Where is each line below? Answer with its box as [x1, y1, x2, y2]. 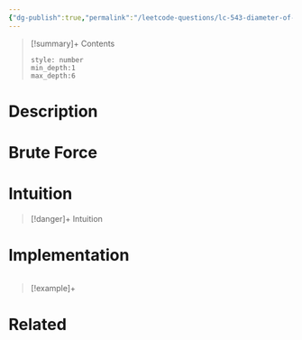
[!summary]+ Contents [30, 38, 115, 49]
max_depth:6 [30, 71, 76, 80]
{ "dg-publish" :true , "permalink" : [8, 13, 134, 23]
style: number [30, 55, 84, 64]
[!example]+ [30, 282, 76, 293]
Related [8, 315, 67, 335]
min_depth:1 [30, 63, 76, 72]
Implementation [8, 245, 130, 266]
